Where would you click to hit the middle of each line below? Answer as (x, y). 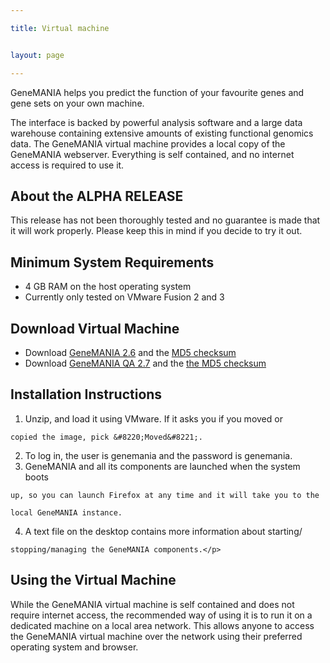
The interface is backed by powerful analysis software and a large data (156, 122)
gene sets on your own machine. (77, 103)
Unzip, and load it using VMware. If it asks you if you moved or (153, 418)
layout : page (37, 55)
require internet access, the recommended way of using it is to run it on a (161, 615)
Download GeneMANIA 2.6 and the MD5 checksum (130, 352)
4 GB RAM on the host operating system (108, 287)
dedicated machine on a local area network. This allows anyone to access (162, 625)
